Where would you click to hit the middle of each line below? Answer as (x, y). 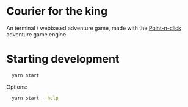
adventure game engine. (37, 34)
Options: (17, 87)
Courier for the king (57, 11)
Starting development (63, 59)
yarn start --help (35, 98)
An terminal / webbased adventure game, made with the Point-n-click (94, 28)
